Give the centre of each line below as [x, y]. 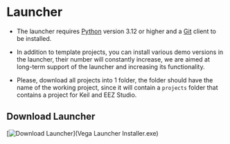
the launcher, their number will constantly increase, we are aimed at [113, 59]
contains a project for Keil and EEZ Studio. [77, 95]
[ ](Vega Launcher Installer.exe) [82, 133]
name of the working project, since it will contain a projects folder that [117, 87]
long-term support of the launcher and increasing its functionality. [110, 66]
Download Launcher [51, 117]
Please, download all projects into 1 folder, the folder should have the [115, 80]
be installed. [34, 38]
